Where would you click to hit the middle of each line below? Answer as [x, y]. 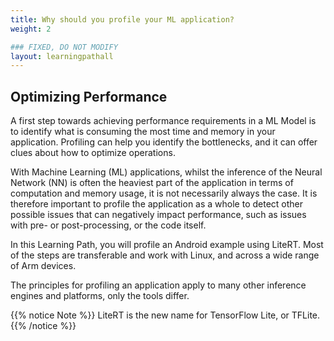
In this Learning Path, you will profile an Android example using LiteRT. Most [167, 245]
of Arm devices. [43, 266]
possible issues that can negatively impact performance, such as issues [158, 215]
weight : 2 [31, 29]
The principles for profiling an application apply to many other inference [158, 285]
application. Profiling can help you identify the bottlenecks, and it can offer [164, 142]
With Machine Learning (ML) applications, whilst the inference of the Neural [166, 172]
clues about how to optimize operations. [93, 153]
